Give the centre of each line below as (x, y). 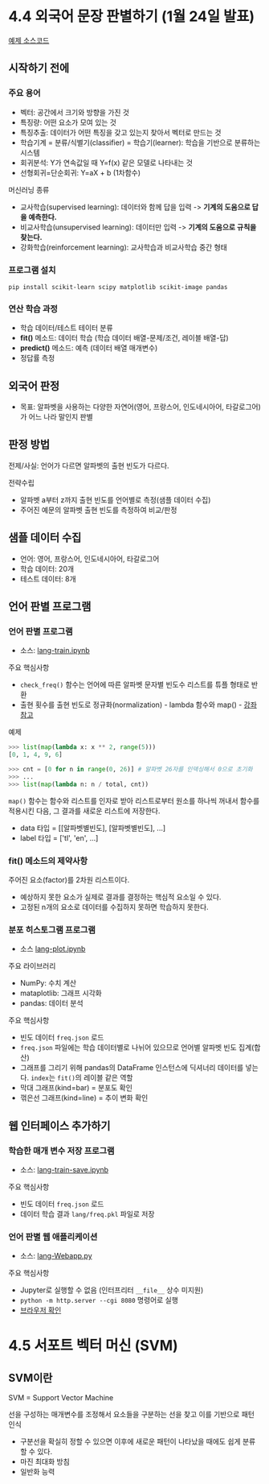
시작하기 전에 (39, 68)
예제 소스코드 (29, 40)
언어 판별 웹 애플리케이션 (53, 1237)
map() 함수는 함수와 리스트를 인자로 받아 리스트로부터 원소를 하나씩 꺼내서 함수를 (134, 800)
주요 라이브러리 (32, 966)
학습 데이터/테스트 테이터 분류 (67, 328)
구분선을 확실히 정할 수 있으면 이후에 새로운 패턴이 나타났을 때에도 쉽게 (130, 1441)
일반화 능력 (37, 1472)
